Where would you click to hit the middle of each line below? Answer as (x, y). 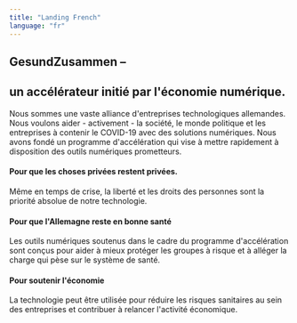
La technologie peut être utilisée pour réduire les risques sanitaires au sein (146, 300)
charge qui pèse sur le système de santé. (85, 260)
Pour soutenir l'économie (57, 280)
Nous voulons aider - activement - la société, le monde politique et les (138, 123)
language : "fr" (37, 26)
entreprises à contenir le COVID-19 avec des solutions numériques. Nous (143, 132)
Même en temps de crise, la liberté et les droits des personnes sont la (137, 191)
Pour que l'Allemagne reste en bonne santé (90, 221)
